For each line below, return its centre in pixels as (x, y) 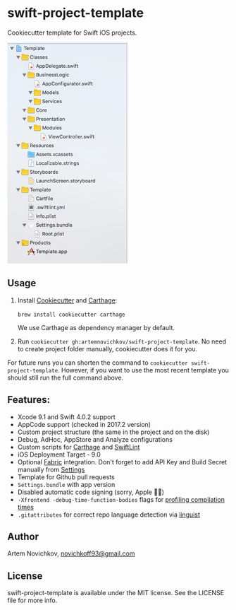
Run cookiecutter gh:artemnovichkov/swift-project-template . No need (122, 341)
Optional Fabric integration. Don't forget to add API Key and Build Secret (122, 462)
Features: (29, 400)
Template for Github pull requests (66, 477)
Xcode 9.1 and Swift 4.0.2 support (67, 417)
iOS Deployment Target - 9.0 (59, 454)
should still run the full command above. (66, 377)
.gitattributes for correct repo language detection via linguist (109, 515)
